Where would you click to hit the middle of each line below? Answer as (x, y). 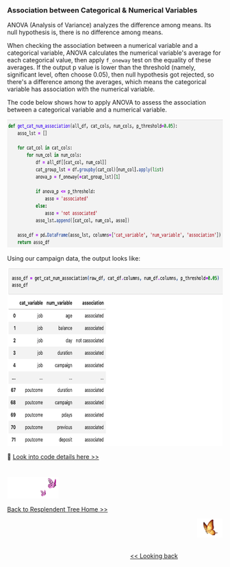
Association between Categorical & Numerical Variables (102, 10)
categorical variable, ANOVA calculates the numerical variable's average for (114, 53)
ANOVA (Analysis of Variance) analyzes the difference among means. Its (109, 25)
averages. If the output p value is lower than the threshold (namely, (102, 68)
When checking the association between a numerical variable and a (103, 46)
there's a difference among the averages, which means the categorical (107, 82)
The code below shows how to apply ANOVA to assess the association (107, 103)
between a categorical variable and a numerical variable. (87, 110)
